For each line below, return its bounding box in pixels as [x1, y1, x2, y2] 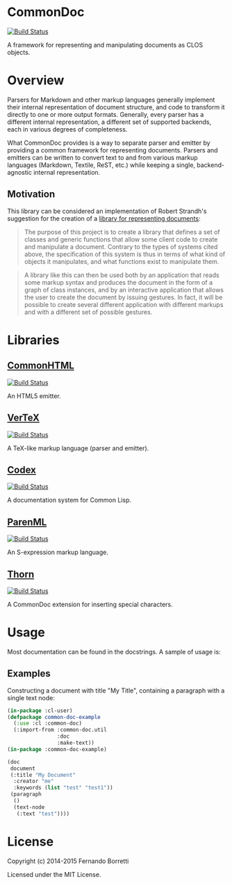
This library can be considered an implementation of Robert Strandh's [7, 207, 207, 215]
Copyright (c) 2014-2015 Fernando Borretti [7, 857, 129, 865]
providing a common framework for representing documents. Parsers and [7, 145, 218, 154]
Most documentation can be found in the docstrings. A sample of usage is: [7, 647, 221, 656]
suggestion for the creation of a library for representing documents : [7, 214, 201, 223]
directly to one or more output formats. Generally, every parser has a [7, 110, 204, 118]
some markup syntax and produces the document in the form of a [24, 278, 213, 286]
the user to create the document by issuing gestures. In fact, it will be [24, 293, 223, 301]
